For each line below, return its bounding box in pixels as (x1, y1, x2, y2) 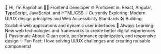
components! (5, 43, 31, 49)
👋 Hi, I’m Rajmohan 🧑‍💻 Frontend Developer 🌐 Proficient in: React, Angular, (5, 5, 152, 10)
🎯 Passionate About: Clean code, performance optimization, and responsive (5, 33, 156, 39)
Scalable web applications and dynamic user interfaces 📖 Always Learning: (5, 23, 155, 28)
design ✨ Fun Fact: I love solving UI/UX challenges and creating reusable (5, 38, 151, 43)
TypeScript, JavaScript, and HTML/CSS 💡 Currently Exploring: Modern (5, 10, 146, 15)
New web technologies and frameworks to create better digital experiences (5, 28, 156, 33)
